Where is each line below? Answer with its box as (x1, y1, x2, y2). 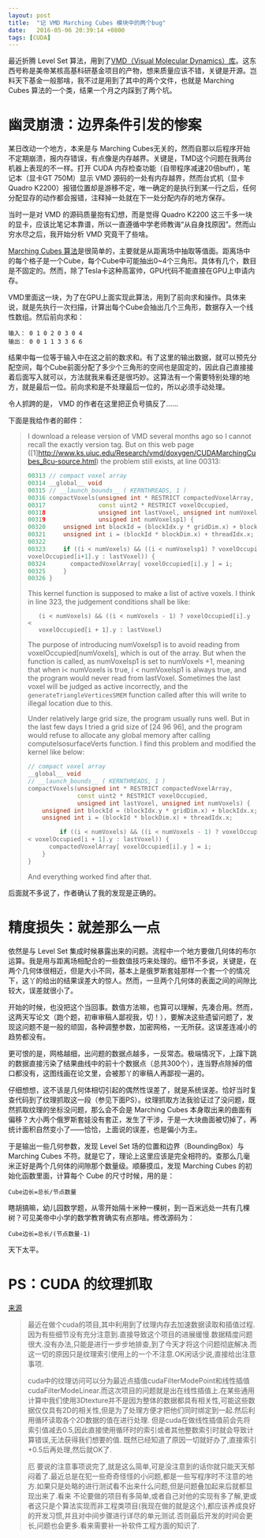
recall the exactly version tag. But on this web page (27, 440, 195, 449)
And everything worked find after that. (27, 872, 152, 881)
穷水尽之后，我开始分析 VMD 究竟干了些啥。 (8, 229, 153, 239)
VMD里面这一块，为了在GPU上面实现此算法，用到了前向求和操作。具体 (8, 292, 240, 302)
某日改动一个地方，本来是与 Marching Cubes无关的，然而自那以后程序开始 (8, 143, 251, 154)
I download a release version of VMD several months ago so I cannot (27, 431, 252, 441)
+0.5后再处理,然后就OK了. (27, 1444, 112, 1454)
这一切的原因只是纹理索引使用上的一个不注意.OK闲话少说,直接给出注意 (27, 1349, 256, 1358)
